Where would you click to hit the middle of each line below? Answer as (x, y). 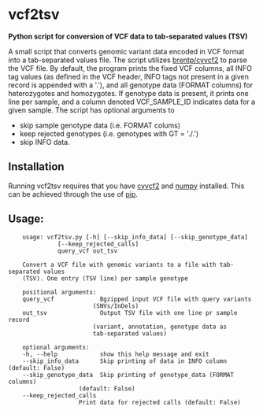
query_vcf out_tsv (88, 251)
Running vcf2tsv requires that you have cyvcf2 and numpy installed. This (126, 186)
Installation (36, 167)
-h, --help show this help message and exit (116, 354)
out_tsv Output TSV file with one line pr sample (130, 312)
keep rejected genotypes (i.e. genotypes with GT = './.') (109, 133)
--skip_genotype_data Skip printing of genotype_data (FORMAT (128, 375)
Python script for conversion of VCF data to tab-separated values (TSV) (128, 36)
